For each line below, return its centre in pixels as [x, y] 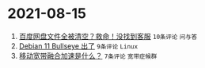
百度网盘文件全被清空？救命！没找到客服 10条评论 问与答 [108, 36]
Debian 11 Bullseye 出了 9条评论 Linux [78, 46]
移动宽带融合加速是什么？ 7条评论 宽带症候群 [88, 55]
